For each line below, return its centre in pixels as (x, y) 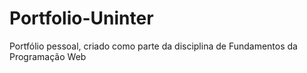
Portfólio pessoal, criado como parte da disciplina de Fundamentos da (153, 46)
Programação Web (48, 56)
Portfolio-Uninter (81, 18)
